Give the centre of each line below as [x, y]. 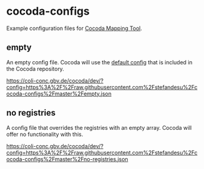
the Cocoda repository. [35, 69]
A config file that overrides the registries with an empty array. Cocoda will [99, 127]
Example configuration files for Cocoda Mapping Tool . [74, 28]
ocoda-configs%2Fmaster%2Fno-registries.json [67, 159]
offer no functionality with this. [45, 134]
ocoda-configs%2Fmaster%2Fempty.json [59, 94]
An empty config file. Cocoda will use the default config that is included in [99, 62]
